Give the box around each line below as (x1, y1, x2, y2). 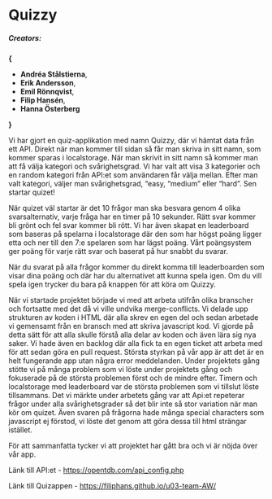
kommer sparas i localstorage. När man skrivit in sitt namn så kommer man (8, 153, 258, 163)
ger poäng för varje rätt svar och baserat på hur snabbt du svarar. (8, 247, 229, 256)
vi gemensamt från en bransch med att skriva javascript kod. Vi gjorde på (8, 322, 254, 331)
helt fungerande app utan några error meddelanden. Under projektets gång (8, 356, 260, 365)
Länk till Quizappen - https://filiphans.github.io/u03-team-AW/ (8, 481, 217, 491)
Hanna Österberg (19, 104, 80, 114)
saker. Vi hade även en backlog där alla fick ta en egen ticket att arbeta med (8, 339, 263, 348)
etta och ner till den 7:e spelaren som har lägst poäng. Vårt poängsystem (8, 238, 252, 247)
